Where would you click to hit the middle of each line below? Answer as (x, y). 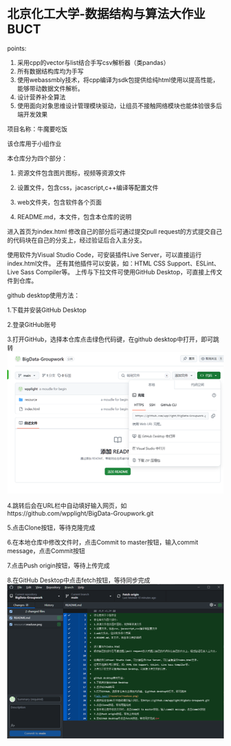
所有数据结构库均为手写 (50, 71)
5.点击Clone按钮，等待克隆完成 (51, 527)
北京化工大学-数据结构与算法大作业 (107, 14)
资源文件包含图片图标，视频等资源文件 (71, 172)
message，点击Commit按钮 (46, 551)
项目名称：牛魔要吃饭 (37, 129)
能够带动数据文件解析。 (50, 88)
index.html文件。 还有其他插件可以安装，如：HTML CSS (87, 263)
